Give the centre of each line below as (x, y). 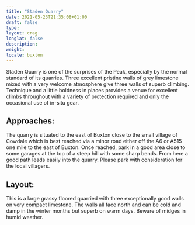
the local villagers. (28, 166)
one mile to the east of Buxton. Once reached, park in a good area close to (96, 147)
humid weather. (25, 217)
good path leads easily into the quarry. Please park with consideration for (94, 160)
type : (13, 28)
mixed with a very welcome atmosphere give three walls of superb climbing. (98, 84)
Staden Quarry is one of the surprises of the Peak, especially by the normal (97, 71)
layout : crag (22, 33)
